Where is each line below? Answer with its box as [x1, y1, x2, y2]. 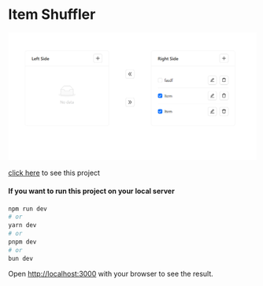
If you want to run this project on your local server [8, 186, 175, 195]
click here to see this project [8, 168, 101, 178]
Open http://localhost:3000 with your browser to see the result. [8, 269, 214, 278]
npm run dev [8, 205, 47, 213]
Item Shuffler [8, 6, 96, 24]
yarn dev [8, 221, 37, 229]
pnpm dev [8, 238, 37, 246]
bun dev [8, 254, 34, 262]
